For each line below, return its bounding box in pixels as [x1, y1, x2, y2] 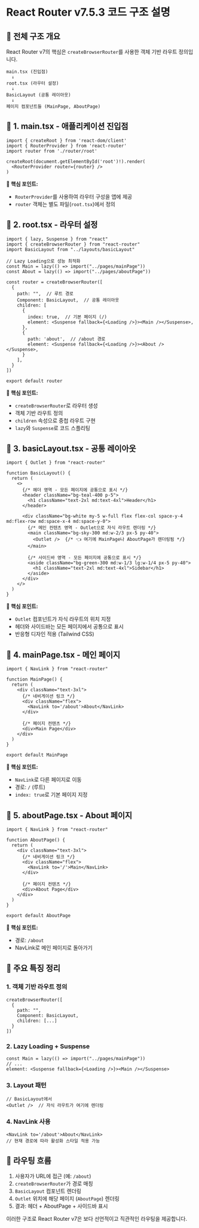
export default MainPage [6, 752, 68, 758]
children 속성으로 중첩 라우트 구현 [14, 417, 96, 424]
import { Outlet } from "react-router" [6, 459, 106, 466]
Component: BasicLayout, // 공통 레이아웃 [17, 297, 120, 303]
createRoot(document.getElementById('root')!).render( [6, 158, 146, 165]
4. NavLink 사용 [6, 1118, 51, 1126]
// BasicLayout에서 [6, 1096, 53, 1102]
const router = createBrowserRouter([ [6, 279, 103, 285]
